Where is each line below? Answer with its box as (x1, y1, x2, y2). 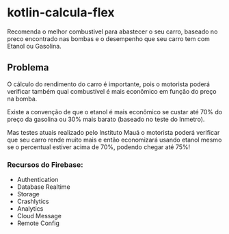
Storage (16, 190, 40, 198)
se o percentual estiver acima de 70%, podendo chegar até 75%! (7, 142, 191, 151)
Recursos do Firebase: (7, 159, 83, 169)
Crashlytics (16, 197, 49, 206)
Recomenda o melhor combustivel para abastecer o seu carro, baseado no (7, 27, 218, 36)
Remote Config (16, 219, 60, 227)
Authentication (16, 176, 59, 184)
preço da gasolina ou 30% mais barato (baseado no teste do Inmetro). (7, 115, 205, 123)
